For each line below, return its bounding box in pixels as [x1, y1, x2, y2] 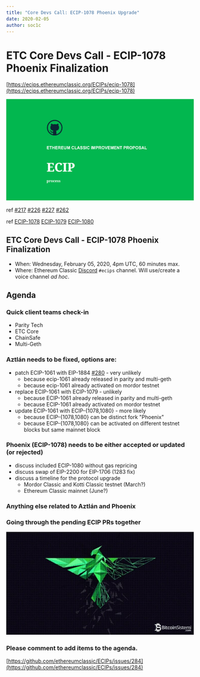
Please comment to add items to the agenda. [6, 644, 138, 652]
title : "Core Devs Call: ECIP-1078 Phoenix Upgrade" [6, 10, 140, 15]
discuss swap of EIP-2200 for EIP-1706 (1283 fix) [14, 468, 136, 475]
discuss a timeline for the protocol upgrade [14, 474, 121, 482]
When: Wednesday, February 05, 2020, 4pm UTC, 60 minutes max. [14, 260, 180, 268]
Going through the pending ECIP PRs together [6, 518, 141, 526]
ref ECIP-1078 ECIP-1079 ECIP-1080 [6, 218, 94, 225]
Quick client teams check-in [6, 308, 89, 316]
